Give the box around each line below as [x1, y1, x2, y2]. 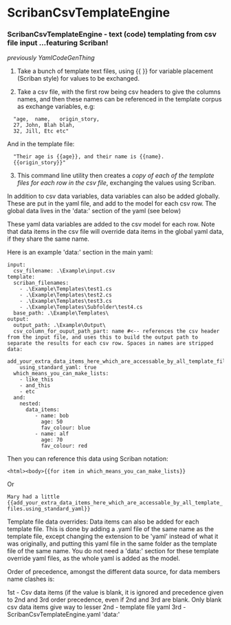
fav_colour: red [41, 443, 88, 450]
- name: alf [34, 430, 69, 437]
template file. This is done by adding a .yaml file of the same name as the [7, 525, 214, 533]
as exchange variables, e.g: [16, 102, 95, 111]
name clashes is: [7, 575, 55, 584]
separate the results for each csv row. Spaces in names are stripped [7, 340, 214, 347]
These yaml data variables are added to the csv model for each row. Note [7, 220, 215, 228]
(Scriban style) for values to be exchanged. [16, 75, 140, 83]
